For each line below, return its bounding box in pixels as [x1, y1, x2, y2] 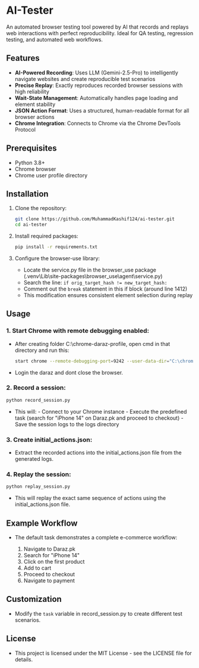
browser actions [14, 113, 55, 120]
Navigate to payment [23, 577, 75, 584]
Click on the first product [23, 558, 85, 566]
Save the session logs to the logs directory [14, 420, 119, 427]
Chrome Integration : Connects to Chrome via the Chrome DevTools [14, 120, 181, 127]
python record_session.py [6, 397, 70, 403]
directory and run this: [14, 347, 70, 354]
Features [6, 53, 40, 63]
